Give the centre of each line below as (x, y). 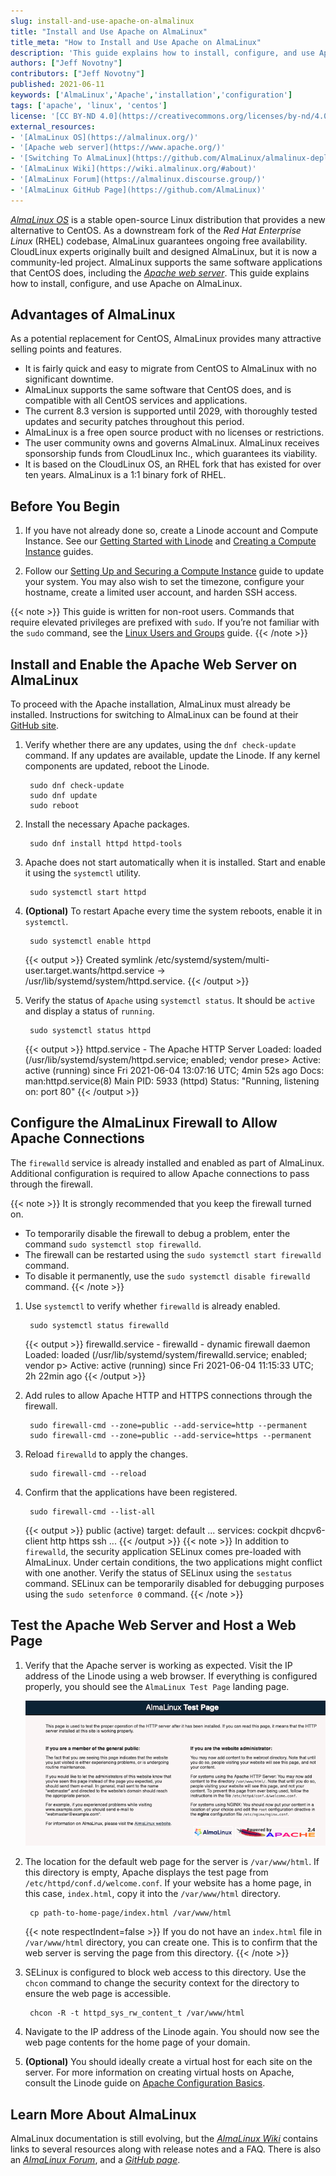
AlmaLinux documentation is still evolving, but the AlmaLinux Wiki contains (164, 2139)
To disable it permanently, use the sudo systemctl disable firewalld (167, 1276)
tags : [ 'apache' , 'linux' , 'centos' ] (89, 105)
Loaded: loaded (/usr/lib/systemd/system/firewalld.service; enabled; (166, 1354)
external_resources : (53, 126)
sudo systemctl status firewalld (99, 1325)
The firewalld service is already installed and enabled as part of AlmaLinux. (167, 1162)
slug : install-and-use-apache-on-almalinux (102, 21)
